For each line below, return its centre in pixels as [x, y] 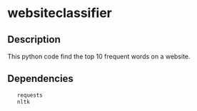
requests [30, 95]
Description [34, 39]
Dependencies [40, 79]
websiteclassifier [60, 13]
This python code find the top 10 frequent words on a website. [99, 56]
